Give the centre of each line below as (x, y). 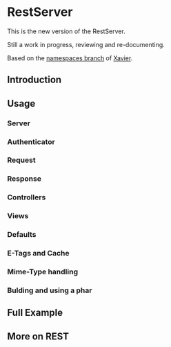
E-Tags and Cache (38, 253)
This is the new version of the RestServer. (66, 31)
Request (21, 160)
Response (24, 179)
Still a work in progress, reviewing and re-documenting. (86, 44)
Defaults (22, 235)
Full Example (35, 313)
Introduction (34, 80)
